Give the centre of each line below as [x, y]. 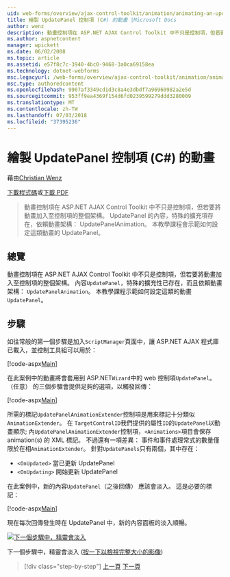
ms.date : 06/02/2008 [37, 52]
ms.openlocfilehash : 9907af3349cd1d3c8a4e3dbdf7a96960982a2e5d [99, 90]
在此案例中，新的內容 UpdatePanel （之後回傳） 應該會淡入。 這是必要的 [107, 487]
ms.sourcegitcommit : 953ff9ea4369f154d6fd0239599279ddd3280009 [99, 97]
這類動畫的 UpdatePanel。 [67, 233]
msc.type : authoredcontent [46, 84]
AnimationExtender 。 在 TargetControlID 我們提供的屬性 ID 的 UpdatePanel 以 [111, 423]
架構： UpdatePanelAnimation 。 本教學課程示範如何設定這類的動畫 [100, 291]
